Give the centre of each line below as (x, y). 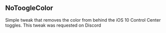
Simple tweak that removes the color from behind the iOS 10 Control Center (83, 20)
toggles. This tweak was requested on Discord (53, 25)
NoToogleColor (29, 8)
